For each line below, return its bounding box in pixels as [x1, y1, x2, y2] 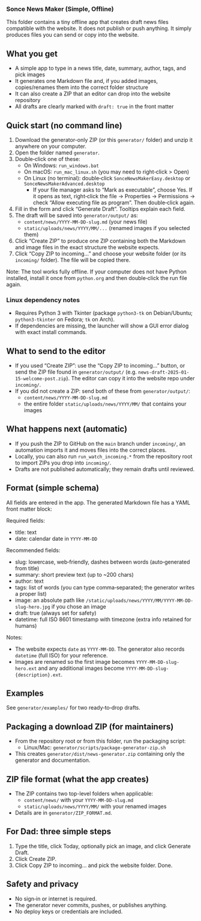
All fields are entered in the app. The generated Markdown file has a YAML [6, 499, 191, 506]
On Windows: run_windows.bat [23, 162, 99, 169]
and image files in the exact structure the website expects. [14, 243, 160, 251]
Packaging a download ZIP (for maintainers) [6, 722, 174, 732]
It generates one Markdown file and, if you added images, [14, 78, 158, 85]
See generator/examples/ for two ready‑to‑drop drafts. [6, 704, 141, 711]
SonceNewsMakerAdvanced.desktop [23, 181, 105, 187]
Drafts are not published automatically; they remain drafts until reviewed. [14, 465, 195, 473]
